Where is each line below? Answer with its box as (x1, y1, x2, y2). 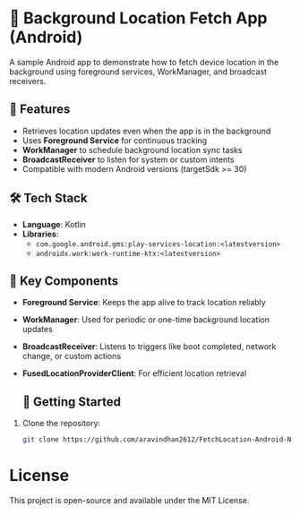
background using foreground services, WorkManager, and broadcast (9, 66, 267, 77)
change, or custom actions (21, 351, 122, 362)
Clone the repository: (21, 418, 101, 429)
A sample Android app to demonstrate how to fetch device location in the (9, 56, 279, 67)
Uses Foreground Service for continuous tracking (21, 134, 208, 146)
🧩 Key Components (9, 273, 119, 288)
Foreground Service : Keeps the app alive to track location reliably (21, 297, 266, 308)
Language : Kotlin (21, 218, 87, 229)
